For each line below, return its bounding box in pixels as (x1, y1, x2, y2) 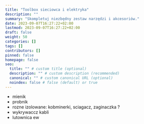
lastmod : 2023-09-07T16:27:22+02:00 (5, 25, 80, 30)
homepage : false (5, 57, 38, 62)
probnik (12, 99, 28, 104)
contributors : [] (5, 48, 41, 53)
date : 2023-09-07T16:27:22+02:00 (5, 21, 74, 26)
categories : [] (5, 39, 36, 44)
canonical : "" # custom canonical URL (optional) (9, 75, 113, 80)
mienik (12, 94, 26, 99)
